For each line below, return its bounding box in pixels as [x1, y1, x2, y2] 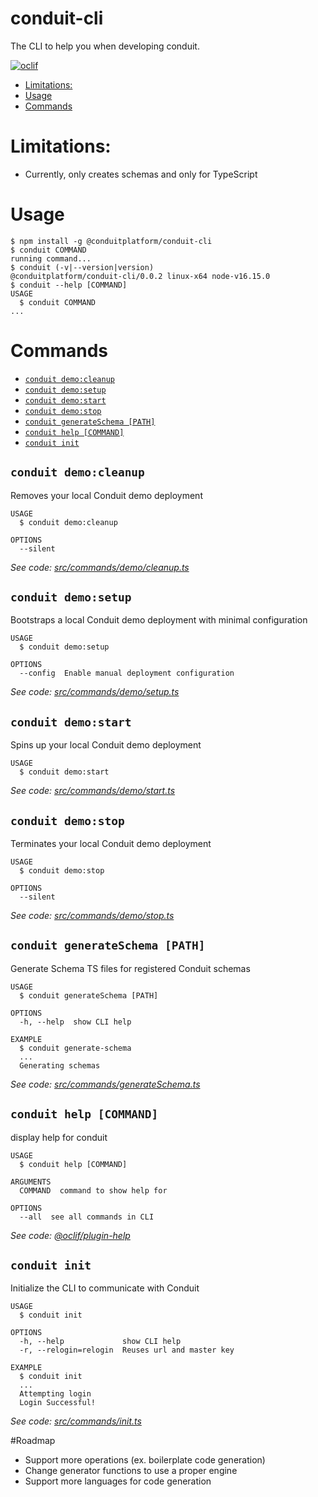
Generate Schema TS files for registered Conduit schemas [10, 962, 251, 974]
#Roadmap [10, 1435, 56, 1447]
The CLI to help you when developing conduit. [10, 40, 200, 52]
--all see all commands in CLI [19, 1212, 155, 1222]
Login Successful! [19, 1398, 97, 1408]
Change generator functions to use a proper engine [24, 1465, 238, 1477]
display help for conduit [10, 1131, 108, 1143]
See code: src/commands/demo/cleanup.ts [10, 561, 190, 573]
